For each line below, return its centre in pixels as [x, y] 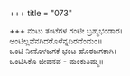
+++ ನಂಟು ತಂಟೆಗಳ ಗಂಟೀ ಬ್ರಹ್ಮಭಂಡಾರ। [66, 30]
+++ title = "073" [41, 13]
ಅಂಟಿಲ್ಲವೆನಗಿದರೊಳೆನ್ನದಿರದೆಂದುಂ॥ [56, 41]
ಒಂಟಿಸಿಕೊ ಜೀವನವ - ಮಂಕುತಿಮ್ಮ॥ [56, 61]
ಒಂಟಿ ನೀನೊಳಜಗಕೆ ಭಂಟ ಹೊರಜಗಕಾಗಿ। [63, 51]
